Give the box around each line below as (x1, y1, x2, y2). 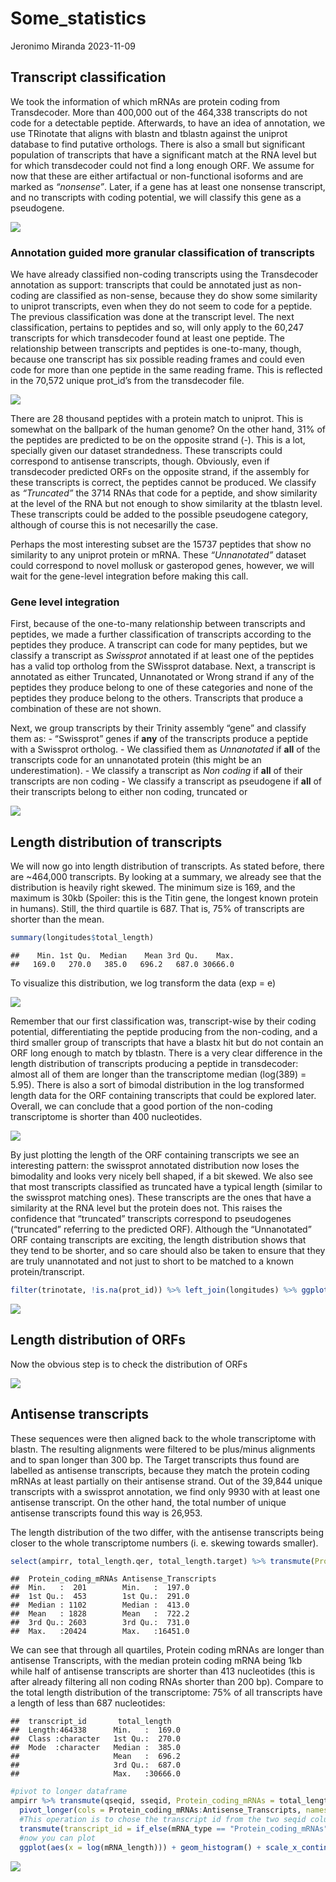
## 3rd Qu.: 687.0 (10, 1760, 182, 1771)
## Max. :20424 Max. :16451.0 (10, 1627, 190, 1637)
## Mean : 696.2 (10, 1752, 182, 1762)
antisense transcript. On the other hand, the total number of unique (10, 1496, 287, 1508)
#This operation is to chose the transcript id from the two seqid (19, 1815, 307, 1825)
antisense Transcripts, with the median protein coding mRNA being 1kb (10, 1655, 303, 1667)
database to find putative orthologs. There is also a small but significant (10, 138, 306, 150)
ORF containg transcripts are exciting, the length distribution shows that (10, 1234, 307, 1246)
